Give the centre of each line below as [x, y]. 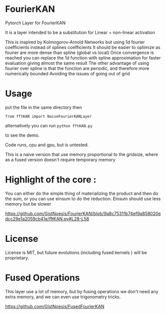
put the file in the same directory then [44, 107]
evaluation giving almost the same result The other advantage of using [77, 63]
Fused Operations [43, 278]
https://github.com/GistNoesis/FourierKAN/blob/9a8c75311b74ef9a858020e [83, 213]
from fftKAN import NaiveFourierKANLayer [49, 116]
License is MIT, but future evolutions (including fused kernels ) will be [76, 252]
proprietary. [17, 258]
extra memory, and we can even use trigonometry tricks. [63, 297]
